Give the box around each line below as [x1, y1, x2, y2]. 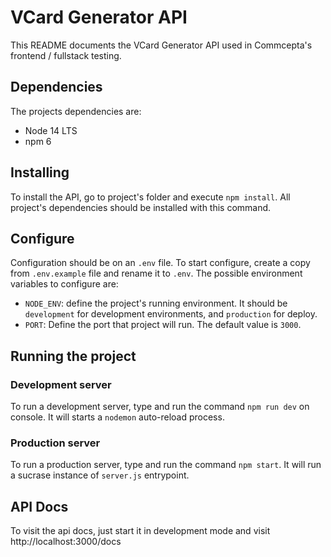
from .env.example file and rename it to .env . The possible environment [10, 267, 303, 280]
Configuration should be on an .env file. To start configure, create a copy [10, 257, 311, 269]
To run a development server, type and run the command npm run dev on [10, 401, 310, 413]
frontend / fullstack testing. [10, 49, 122, 61]
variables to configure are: [10, 278, 119, 290]
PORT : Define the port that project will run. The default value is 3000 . [24, 319, 302, 331]
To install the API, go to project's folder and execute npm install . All [10, 191, 291, 203]
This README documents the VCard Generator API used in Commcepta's [10, 39, 313, 51]
